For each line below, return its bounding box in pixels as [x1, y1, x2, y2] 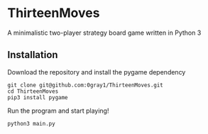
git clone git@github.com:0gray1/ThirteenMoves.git [7, 82, 163, 89]
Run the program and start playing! [7, 106, 109, 115]
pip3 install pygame [7, 94, 69, 101]
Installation [7, 49, 58, 61]
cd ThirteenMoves [7, 87, 59, 95]
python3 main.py [7, 120, 55, 127]
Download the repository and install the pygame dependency [7, 67, 186, 76]
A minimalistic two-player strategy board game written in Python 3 [7, 28, 202, 37]
